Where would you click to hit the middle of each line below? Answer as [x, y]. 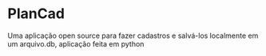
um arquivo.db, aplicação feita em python [76, 43]
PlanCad [36, 14]
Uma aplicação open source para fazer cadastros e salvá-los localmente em [133, 35]
